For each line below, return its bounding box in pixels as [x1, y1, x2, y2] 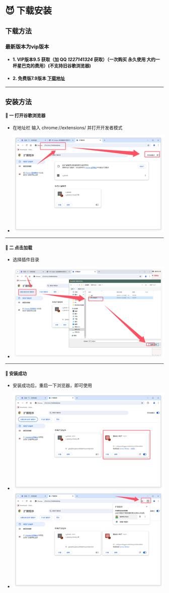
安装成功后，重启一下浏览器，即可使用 [12, 383, 92, 389]
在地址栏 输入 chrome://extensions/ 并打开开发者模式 [12, 124, 123, 130]
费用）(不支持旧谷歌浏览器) [34, 63, 92, 69]
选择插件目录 [12, 257, 39, 263]
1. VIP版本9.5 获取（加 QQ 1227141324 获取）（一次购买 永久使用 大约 [12, 56, 156, 62]
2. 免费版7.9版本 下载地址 [12, 75, 65, 81]
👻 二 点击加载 [5, 244, 33, 250]
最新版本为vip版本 [5, 43, 49, 50]
